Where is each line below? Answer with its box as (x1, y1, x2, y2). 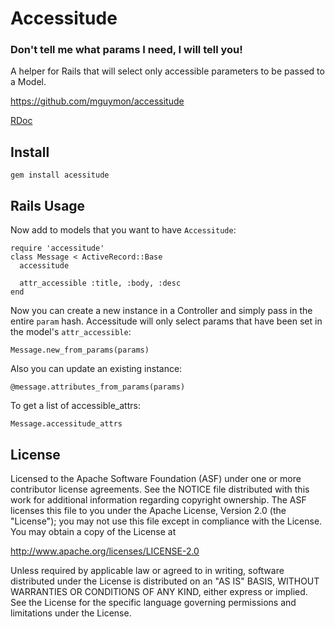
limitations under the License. (10, 607, 132, 619)
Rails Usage (10, 197, 86, 214)
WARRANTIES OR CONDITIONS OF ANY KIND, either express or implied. (10, 585, 308, 597)
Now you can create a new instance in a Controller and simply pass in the (10, 305, 313, 317)
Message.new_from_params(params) (10, 345, 150, 356)
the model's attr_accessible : (10, 326, 132, 338)
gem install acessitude (10, 170, 110, 181)
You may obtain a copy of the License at (10, 525, 177, 537)
